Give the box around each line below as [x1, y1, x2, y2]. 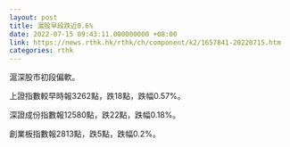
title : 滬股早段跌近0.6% [9, 21, 94, 30]
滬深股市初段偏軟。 [9, 72, 80, 83]
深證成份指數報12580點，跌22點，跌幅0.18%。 [9, 110, 181, 120]
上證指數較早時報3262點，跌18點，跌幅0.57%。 [9, 91, 186, 102]
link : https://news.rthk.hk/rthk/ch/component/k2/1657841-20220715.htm [9, 37, 281, 47]
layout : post [9, 12, 58, 22]
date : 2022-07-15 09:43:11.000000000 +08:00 [9, 29, 178, 38]
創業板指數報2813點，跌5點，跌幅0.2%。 [9, 128, 161, 139]
